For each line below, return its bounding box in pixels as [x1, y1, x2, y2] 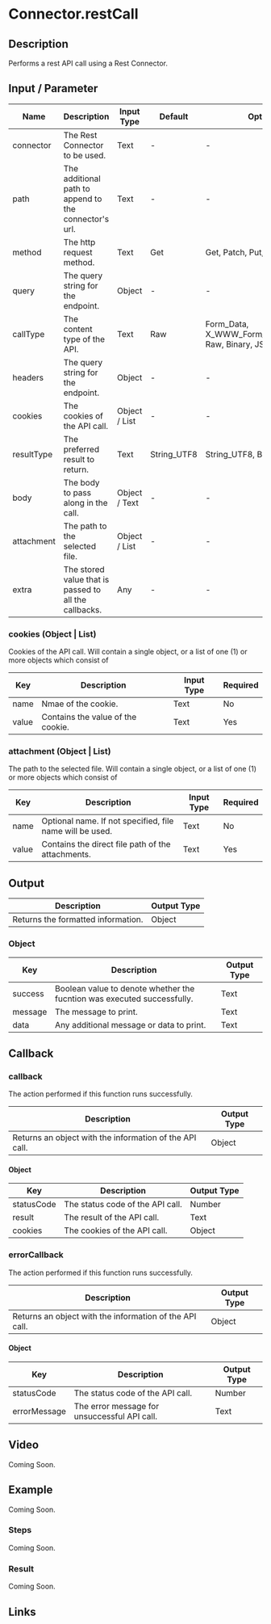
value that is [63, 574, 110, 585]
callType [12, 328, 45, 339]
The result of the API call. [64, 1212, 160, 1223]
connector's [63, 213, 110, 225]
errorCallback [8, 1249, 65, 1260]
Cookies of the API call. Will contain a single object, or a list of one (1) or [8, 647, 248, 657]
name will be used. [41, 826, 113, 837]
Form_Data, [205, 318, 249, 330]
